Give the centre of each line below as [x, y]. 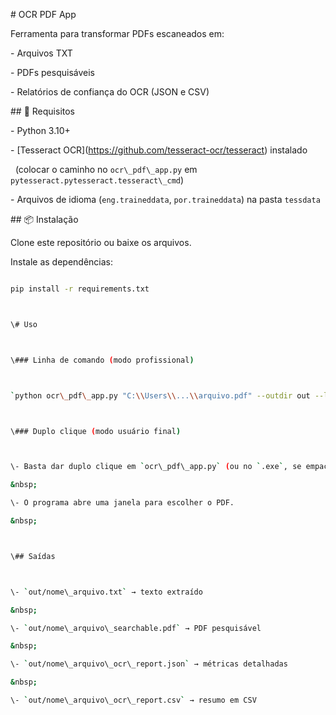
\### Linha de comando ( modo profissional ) [102, 360]
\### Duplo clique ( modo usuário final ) [96, 431]
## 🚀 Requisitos [43, 111]
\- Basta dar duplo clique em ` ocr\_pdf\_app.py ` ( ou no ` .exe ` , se [156, 467]
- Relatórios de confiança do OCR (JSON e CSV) [110, 92]
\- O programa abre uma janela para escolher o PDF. [122, 503]
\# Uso [24, 324]
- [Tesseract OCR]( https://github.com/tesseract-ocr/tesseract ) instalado [159, 150]
